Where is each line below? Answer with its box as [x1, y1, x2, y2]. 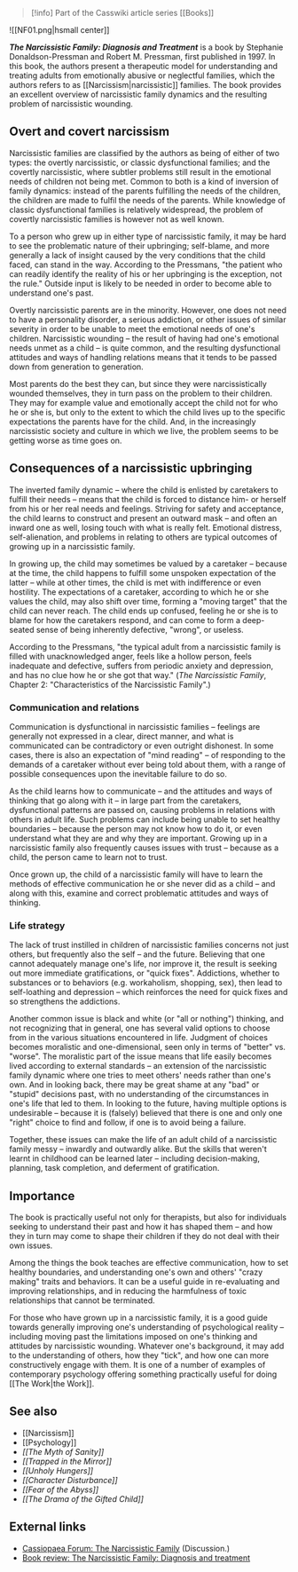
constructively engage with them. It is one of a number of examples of [9, 1360, 266, 1371]
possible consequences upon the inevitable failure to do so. [9, 768, 228, 779]
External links [9, 1520, 87, 1535]
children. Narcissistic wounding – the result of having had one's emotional [9, 333, 279, 344]
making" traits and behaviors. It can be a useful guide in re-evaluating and [9, 1276, 280, 1287]
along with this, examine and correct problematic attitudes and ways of [9, 888, 269, 898]
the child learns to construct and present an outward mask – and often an [9, 512, 278, 523]
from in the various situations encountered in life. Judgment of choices [9, 1032, 269, 1043]
